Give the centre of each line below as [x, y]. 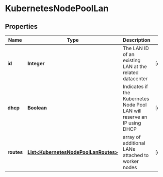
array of [132, 137]
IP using [132, 123]
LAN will [132, 111]
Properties [21, 27]
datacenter [135, 79]
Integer [36, 63]
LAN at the [135, 66]
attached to [136, 155]
